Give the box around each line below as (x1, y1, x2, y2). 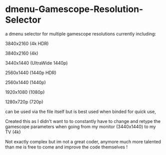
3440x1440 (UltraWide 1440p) (5, 60, 68, 66)
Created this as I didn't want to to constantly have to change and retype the (5, 118, 161, 124)
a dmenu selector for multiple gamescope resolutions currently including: (5, 31, 156, 37)
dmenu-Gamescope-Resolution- (5, 4, 143, 15)
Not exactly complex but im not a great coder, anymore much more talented (5, 138, 161, 144)
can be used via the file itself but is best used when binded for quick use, (5, 108, 156, 114)
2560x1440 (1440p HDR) (5, 69, 56, 76)
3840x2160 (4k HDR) (5, 40, 49, 46)
